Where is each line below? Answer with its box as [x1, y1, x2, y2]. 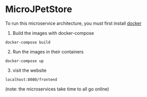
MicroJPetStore [5, 4, 72, 15]
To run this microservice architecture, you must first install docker [5, 20, 142, 26]
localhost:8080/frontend [5, 77, 57, 82]
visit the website [12, 67, 47, 73]
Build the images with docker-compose [12, 30, 94, 36]
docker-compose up [5, 58, 44, 64]
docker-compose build [5, 39, 51, 45]
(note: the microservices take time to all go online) [5, 86, 109, 92]
